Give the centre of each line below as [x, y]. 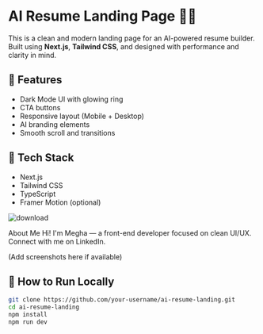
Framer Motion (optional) [60, 202]
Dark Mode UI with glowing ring [71, 99]
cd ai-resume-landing [44, 307]
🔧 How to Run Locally [61, 281]
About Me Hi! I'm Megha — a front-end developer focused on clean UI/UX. [130, 232]
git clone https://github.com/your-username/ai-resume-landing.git [122, 300]
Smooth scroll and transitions [67, 132]
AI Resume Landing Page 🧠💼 [103, 16]
